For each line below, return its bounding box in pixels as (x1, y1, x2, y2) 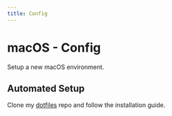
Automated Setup (7, 82, 85, 94)
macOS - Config (7, 39, 102, 55)
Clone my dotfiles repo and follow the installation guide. (7, 101, 166, 109)
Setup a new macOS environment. (7, 63, 105, 71)
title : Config (7, 10, 48, 17)
